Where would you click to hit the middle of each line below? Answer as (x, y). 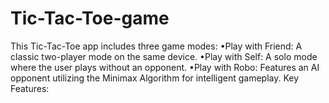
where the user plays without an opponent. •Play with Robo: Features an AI (165, 67)
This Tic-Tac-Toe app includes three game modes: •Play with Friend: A (156, 46)
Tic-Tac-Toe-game (90, 18)
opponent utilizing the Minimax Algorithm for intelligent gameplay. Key (155, 78)
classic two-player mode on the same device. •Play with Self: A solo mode (164, 56)
